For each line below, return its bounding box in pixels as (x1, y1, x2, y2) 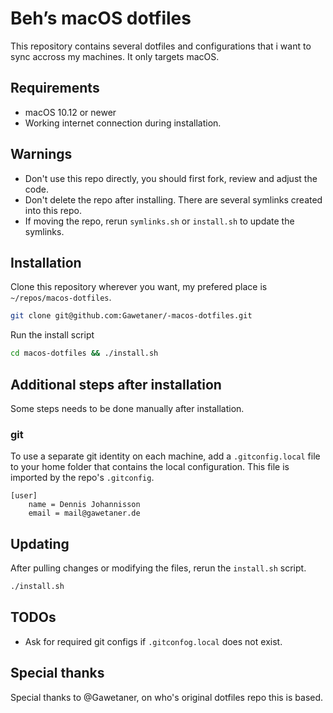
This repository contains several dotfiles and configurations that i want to (10, 40, 312, 52)
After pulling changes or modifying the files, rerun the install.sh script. (10, 562, 307, 574)
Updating (10, 535, 70, 552)
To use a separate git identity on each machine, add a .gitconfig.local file (10, 450, 321, 462)
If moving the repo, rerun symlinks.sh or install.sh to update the (24, 215, 295, 227)
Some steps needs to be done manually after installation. (10, 402, 245, 414)
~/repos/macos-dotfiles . (10, 292, 112, 304)
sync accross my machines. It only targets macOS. (10, 50, 220, 62)
